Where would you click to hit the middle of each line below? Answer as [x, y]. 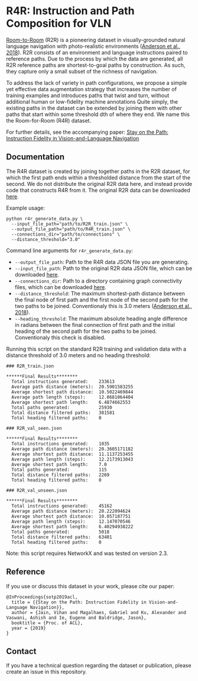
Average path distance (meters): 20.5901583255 [72, 387]
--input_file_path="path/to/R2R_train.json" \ [70, 224]
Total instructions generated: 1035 [61, 444]
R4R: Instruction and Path [70, 11]
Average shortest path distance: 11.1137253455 [72, 454]
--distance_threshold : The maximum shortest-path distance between [100, 293]
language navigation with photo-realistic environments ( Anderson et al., [93, 46]
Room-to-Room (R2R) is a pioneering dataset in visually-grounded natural [96, 40]
